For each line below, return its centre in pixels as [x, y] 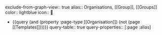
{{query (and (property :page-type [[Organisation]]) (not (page [76, 22]
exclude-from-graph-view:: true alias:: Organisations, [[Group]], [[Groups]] [81, 7]
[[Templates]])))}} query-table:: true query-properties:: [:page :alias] [82, 27]
